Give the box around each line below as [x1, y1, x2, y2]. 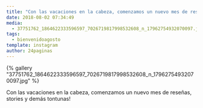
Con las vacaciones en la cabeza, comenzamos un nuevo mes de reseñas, [6, 88, 192, 96]
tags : [6, 31, 20, 37]
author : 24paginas [6, 48, 53, 54]
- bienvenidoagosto [11, 37, 61, 43]
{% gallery [6, 64, 33, 71]
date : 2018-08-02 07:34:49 [6, 14, 74, 20]
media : [6, 20, 23, 26]
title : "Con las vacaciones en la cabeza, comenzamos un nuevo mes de [6, 8, 188, 15]
